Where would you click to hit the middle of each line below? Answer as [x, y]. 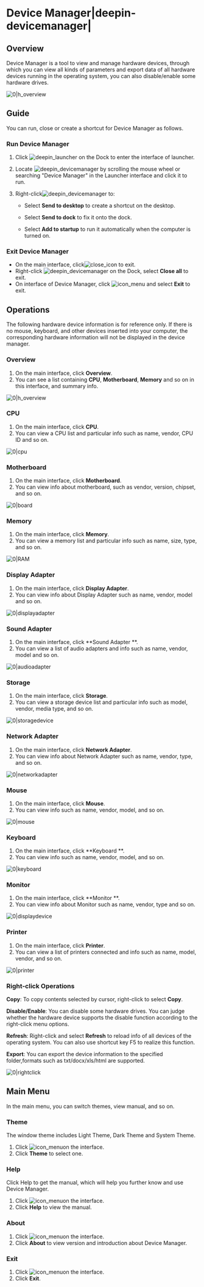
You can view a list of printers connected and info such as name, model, [106, 952]
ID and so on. [32, 439]
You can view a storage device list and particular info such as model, [101, 702]
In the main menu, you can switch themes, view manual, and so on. [90, 1106]
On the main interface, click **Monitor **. [67, 898]
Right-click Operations [40, 986]
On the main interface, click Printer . [60, 945]
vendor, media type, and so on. [54, 709]
